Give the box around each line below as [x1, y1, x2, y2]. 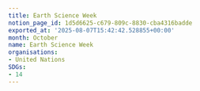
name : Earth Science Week [8, 41, 93, 49]
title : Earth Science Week [8, 11, 97, 20]
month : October [8, 33, 58, 42]
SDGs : [8, 63, 26, 71]
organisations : [8, 48, 58, 56]
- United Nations [8, 56, 66, 64]
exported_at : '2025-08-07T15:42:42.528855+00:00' [8, 26, 175, 34]
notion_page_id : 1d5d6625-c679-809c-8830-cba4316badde [8, 19, 193, 27]
